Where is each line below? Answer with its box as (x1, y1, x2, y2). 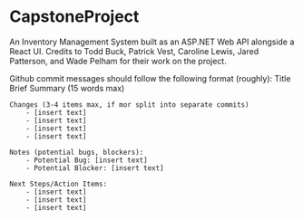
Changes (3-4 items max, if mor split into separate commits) (9, 100, 249, 110)
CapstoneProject (9, 6, 140, 27)
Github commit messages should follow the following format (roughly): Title (9, 72, 291, 83)
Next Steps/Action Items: (9, 179, 107, 188)
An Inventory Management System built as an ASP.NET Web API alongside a (9, 36, 295, 47)
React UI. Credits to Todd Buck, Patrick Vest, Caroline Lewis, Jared (9, 45, 259, 56)
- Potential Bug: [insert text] (25, 156, 148, 165)
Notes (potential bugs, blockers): (9, 148, 144, 157)
